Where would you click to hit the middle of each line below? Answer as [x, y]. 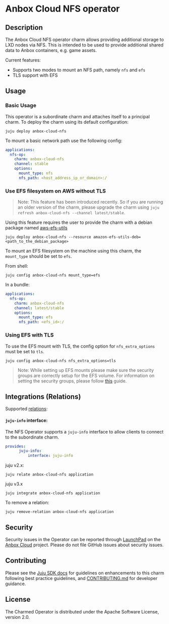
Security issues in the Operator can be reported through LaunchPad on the [83, 539]
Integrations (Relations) [43, 396]
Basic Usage [21, 106]
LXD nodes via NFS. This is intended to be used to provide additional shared [84, 45]
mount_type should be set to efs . [39, 256]
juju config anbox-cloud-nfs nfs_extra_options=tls [61, 361]
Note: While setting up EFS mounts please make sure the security [86, 370]
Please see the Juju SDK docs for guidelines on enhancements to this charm [85, 573]
